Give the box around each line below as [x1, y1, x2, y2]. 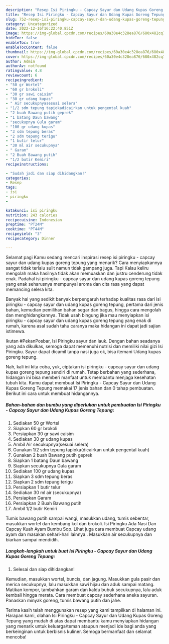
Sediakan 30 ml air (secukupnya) [13, 489, 82, 496]
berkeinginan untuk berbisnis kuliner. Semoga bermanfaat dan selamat [6, 628, 152, 634]
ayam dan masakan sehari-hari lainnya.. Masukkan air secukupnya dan [6, 531, 152, 537]
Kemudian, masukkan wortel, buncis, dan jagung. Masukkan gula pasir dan [6, 576, 160, 582]
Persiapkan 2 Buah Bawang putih [13, 500, 82, 506]
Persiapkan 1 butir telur [13, 484, 61, 490]
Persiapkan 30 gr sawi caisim [13, 431, 74, 437]
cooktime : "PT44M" [6, 227, 44, 232]
